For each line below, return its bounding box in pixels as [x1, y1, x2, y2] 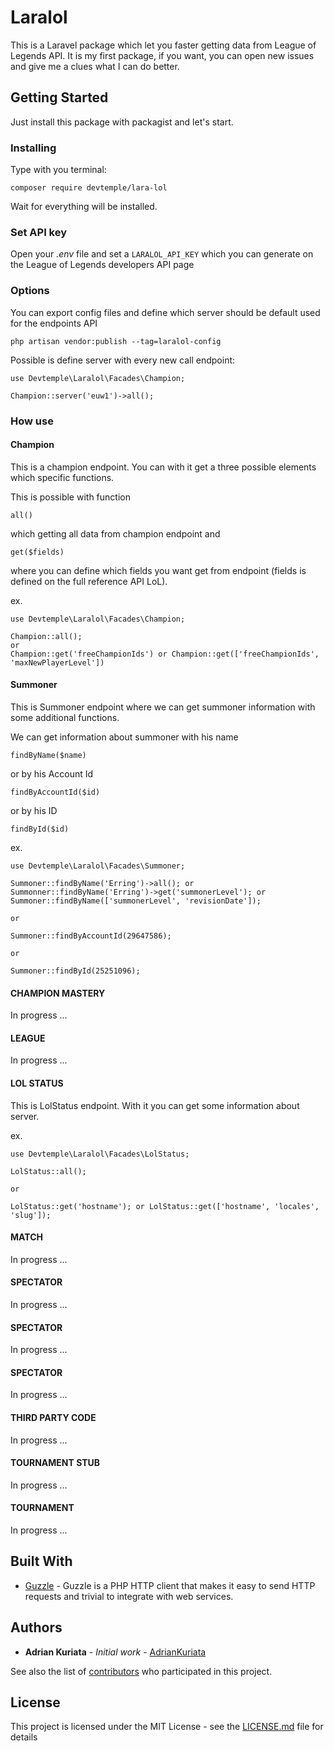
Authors [10, 1619, 63, 1636]
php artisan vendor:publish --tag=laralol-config [10, 336, 222, 346]
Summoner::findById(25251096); [10, 966, 141, 976]
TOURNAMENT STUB [10, 1457, 101, 1469]
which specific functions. [10, 471, 115, 483]
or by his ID [10, 804, 58, 816]
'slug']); [10, 1210, 52, 1220]
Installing [10, 141, 57, 155]
